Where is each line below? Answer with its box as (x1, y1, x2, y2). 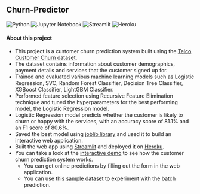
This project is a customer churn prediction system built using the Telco (14, 48, 192, 55)
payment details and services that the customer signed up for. (14, 67, 168, 74)
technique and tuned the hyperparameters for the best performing (14, 99, 178, 106)
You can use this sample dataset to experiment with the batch (23, 175, 176, 182)
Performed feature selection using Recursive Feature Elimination (14, 92, 173, 99)
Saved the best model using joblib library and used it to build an (14, 131, 172, 138)
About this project (6, 34, 53, 41)
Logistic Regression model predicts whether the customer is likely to (14, 111, 183, 119)
